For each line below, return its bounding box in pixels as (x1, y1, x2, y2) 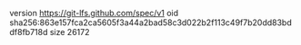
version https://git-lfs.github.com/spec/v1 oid (9, 8, 179, 18)
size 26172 (49, 27, 90, 37)
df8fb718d (9, 27, 48, 37)
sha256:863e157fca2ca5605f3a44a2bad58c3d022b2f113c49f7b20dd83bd (9, 17, 293, 28)
